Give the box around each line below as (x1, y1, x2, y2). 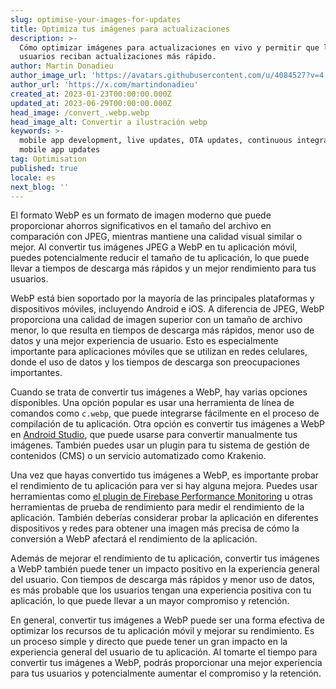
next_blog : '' (10, 182, 70, 192)
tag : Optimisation (10, 154, 87, 164)
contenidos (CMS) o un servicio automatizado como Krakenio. (10, 450, 267, 462)
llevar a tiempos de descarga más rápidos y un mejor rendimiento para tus (10, 262, 317, 275)
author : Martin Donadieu (10, 61, 114, 71)
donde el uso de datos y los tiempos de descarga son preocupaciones (10, 356, 301, 368)
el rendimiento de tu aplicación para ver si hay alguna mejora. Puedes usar (10, 480, 318, 492)
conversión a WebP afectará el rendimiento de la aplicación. (10, 533, 258, 545)
